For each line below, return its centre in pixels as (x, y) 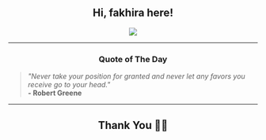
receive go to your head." (69, 85)
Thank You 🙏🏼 (133, 125)
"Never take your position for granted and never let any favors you (136, 76)
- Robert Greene (55, 93)
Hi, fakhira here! (133, 13)
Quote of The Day (133, 59)
